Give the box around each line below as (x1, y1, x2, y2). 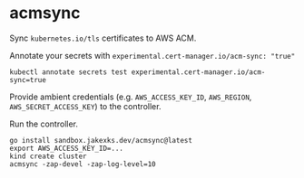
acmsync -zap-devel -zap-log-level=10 (9, 159, 156, 169)
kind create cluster (9, 152, 88, 161)
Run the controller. (9, 118, 79, 129)
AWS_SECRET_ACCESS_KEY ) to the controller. (9, 100, 162, 111)
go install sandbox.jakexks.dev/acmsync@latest (9, 136, 193, 145)
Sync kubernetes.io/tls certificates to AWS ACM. (9, 33, 197, 43)
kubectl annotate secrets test (9, 67, 128, 77)
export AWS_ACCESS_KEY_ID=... (9, 144, 124, 153)
